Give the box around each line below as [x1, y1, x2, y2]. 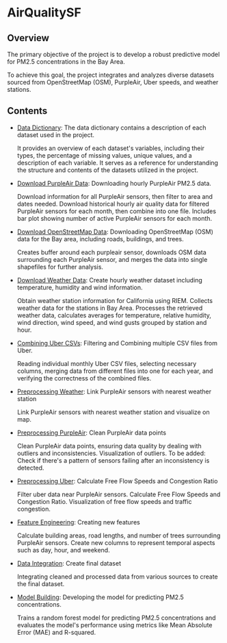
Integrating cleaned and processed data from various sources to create [16, 572, 218, 581]
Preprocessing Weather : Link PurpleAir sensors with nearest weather [16, 387, 212, 396]
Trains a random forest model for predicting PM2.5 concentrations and [16, 614, 217, 622]
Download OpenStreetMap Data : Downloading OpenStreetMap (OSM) [16, 228, 214, 236]
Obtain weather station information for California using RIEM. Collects [16, 296, 213, 304]
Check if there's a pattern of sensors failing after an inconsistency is [16, 456, 210, 464]
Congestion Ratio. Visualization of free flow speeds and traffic [16, 497, 192, 505]
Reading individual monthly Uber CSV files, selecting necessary [16, 359, 197, 367]
